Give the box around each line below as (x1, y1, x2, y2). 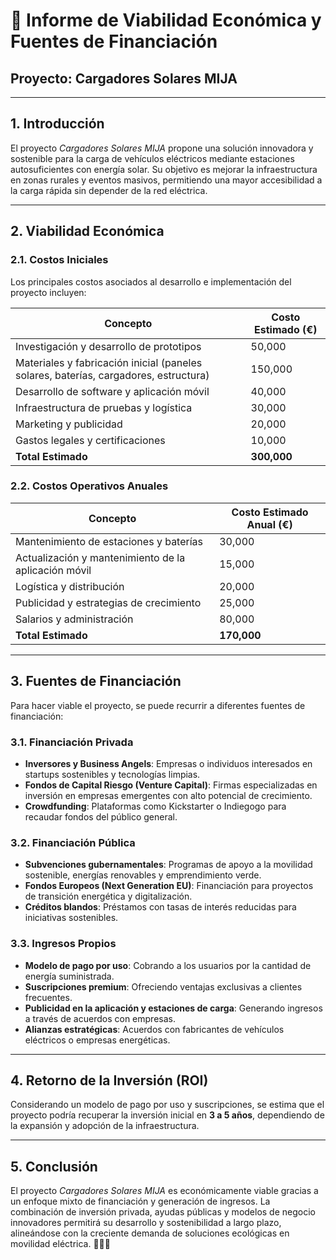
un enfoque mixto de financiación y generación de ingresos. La (10, 1195, 271, 1208)
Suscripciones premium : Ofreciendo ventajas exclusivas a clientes (24, 980, 303, 993)
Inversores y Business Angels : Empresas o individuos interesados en (24, 757, 313, 769)
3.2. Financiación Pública (10, 835, 136, 849)
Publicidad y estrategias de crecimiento (15, 595, 202, 609)
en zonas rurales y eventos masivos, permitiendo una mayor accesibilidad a (10, 174, 323, 186)
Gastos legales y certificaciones (15, 433, 166, 447)
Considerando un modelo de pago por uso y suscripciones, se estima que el (10, 1099, 325, 1111)
